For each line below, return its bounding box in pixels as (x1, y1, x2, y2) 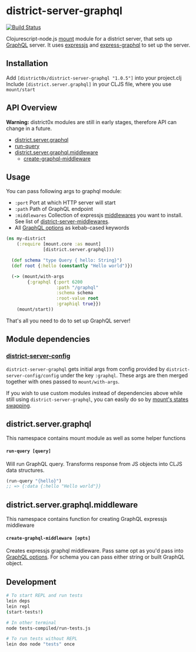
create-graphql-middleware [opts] (6, 535, 91, 541)
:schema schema (56, 290, 94, 296)
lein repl (6, 604, 31, 609)
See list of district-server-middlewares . (14, 218, 110, 225)
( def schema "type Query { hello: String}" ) (11, 257, 122, 263)
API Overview (6, 103, 58, 113)
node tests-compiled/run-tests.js (6, 625, 91, 631)
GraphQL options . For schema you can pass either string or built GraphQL (6, 553, 185, 560)
